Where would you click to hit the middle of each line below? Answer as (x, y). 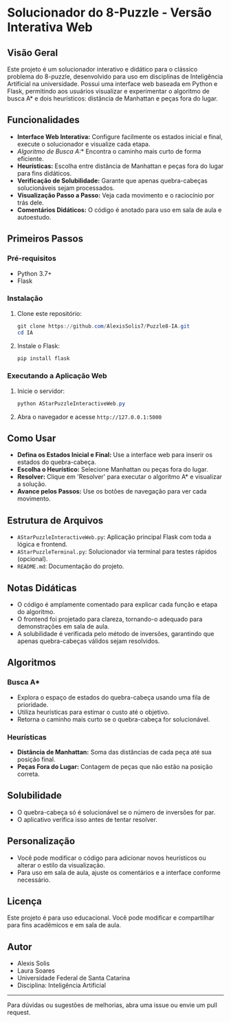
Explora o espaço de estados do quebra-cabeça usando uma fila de (113, 697)
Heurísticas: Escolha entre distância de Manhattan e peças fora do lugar (120, 166)
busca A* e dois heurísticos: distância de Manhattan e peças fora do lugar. (113, 98)
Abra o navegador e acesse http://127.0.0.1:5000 (89, 416)
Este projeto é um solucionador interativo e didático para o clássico (102, 69)
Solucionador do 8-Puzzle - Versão (109, 13)
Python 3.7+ (34, 273)
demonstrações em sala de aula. (63, 626)
